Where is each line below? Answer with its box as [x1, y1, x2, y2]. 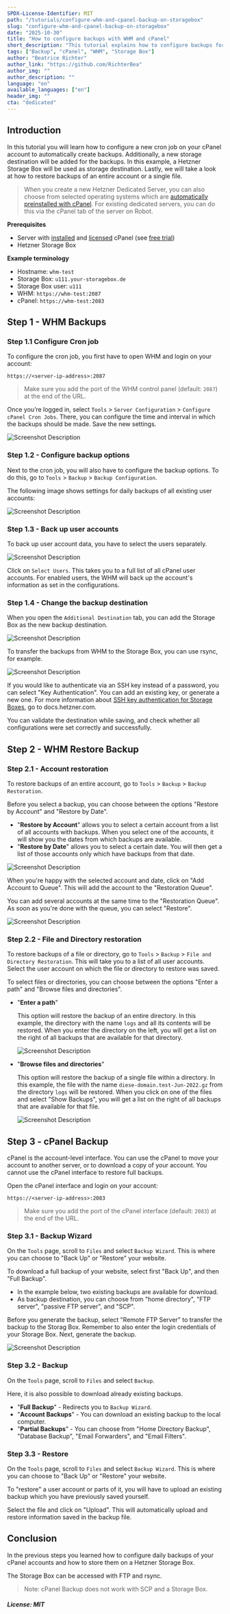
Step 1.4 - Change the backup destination [7, 597, 149, 607]
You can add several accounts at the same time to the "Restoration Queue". [7, 897, 220, 905]
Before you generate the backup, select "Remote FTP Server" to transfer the [7, 1316, 222, 1324]
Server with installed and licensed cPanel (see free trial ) [16, 234, 175, 242]
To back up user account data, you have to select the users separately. [7, 539, 207, 548]
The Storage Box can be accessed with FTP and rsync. [7, 1572, 162, 1580]
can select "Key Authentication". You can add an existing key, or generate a [7, 688, 220, 697]
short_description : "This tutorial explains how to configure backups [7, 42, 213, 49]
